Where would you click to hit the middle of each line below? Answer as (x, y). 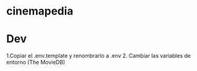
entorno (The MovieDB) (36, 63)
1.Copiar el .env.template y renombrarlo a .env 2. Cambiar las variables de (98, 56)
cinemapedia (40, 11)
